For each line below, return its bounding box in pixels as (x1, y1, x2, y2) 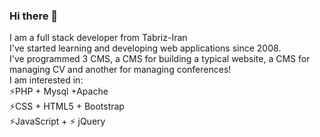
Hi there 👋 (9, 9, 59, 23)
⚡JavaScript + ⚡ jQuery (9, 115, 106, 128)
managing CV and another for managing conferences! (9, 64, 232, 76)
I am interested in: (9, 74, 84, 86)
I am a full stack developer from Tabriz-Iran (9, 32, 188, 44)
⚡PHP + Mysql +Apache (9, 85, 109, 98)
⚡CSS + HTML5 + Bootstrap (9, 100, 125, 113)
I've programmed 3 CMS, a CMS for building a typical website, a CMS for (9, 53, 311, 65)
